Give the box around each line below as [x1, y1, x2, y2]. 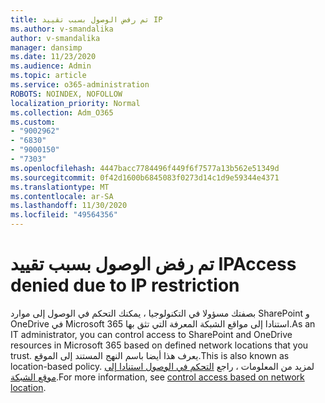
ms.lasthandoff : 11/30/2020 [10, 201, 128, 211]
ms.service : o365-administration [10, 80, 150, 90]
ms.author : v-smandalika [10, 24, 114, 34]
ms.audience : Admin [10, 61, 92, 71]
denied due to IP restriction [10, 274, 240, 297]
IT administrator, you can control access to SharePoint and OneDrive [10, 328, 293, 340]
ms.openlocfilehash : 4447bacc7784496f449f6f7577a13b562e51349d [10, 163, 280, 173]
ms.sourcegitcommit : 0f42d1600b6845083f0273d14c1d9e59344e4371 [10, 172, 280, 183]
